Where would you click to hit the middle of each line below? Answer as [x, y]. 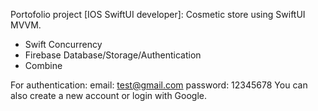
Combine [43, 65]
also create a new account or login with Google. [109, 95]
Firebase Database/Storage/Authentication [113, 55]
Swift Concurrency [63, 44]
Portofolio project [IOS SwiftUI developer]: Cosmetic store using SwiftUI [158, 14]
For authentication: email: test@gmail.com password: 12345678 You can [159, 85]
